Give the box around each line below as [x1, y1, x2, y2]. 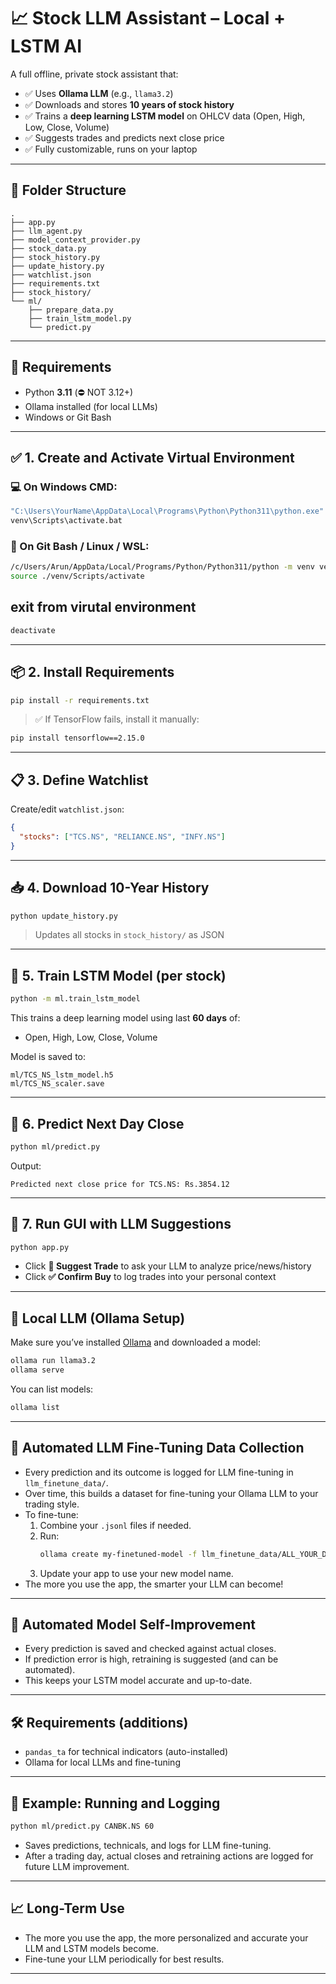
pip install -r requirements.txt [10, 695, 150, 705]
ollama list [10, 1403, 60, 1413]
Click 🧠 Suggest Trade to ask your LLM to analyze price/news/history [24, 1260, 312, 1272]
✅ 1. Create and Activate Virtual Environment [10, 449, 295, 466]
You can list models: [10, 1383, 94, 1395]
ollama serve [10, 1365, 65, 1375]
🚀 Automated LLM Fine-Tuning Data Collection [10, 1440, 305, 1457]
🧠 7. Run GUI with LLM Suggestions [10, 1216, 232, 1233]
